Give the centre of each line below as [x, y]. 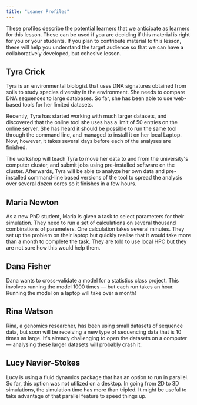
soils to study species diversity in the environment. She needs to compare [96, 92]
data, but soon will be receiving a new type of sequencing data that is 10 [94, 332]
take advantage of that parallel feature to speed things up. [76, 396]
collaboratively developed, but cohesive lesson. [64, 53]
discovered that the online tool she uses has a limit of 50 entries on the [92, 122]
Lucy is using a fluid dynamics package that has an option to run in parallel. [97, 377]
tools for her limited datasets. [58, 105]
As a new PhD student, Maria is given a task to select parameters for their [95, 217]
